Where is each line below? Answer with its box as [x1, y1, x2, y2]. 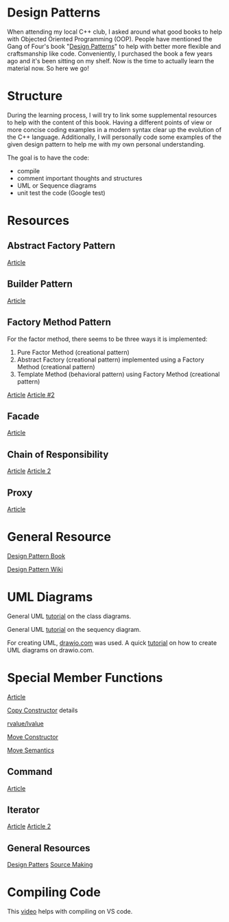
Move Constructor [7, 732, 58, 740]
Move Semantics [7, 746, 55, 754]
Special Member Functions [7, 670, 163, 685]
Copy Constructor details [7, 706, 78, 714]
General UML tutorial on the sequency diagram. [7, 625, 141, 633]
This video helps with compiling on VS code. [7, 908, 133, 916]
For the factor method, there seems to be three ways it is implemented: [7, 335, 208, 343]
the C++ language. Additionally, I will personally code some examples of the [7, 133, 222, 141]
